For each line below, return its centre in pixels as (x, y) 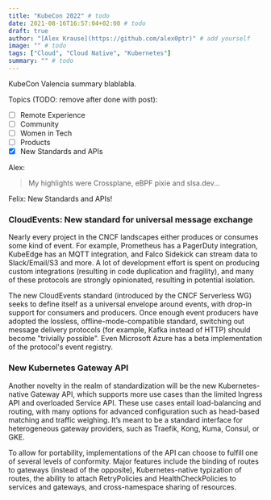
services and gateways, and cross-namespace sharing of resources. (122, 487)
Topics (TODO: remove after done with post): (83, 99)
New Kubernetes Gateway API (69, 368)
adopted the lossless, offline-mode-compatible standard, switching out (126, 321)
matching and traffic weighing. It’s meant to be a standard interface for (126, 419)
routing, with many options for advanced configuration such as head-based (134, 411)
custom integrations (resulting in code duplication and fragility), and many (131, 272)
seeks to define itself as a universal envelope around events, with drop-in (130, 304)
